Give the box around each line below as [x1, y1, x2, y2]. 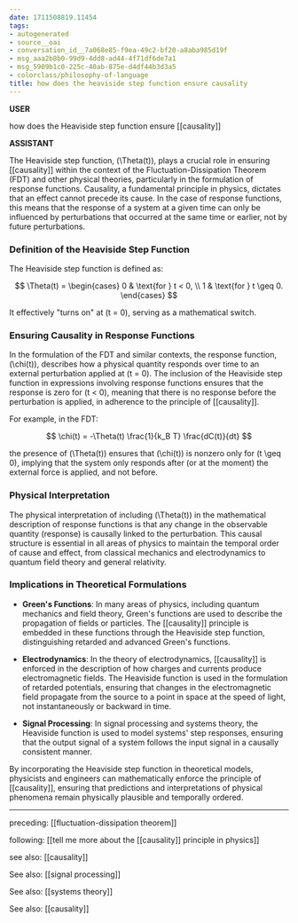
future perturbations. [9, 221, 86, 232]
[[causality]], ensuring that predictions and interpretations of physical [9, 782, 263, 793]
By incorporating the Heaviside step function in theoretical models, [9, 763, 254, 774]
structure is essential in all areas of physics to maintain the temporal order [9, 538, 279, 548]
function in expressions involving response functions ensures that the [9, 378, 264, 389]
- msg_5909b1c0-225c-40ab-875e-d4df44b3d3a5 [9, 63, 176, 72]
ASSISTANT [9, 138, 55, 148]
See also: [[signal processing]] [9, 869, 122, 880]
